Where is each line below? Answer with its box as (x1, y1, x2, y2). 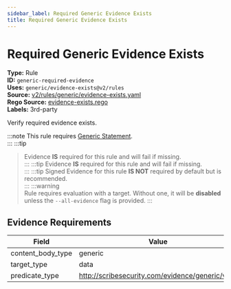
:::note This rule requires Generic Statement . (7, 132, 133, 140)
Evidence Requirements (7, 216, 112, 228)
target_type (10, 259, 48, 269)
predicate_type (10, 271, 60, 281)
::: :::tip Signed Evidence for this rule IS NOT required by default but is (23, 167, 222, 175)
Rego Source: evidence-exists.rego (7, 98, 109, 107)
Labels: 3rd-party (7, 105, 58, 114)
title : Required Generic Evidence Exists (7, 17, 128, 23)
